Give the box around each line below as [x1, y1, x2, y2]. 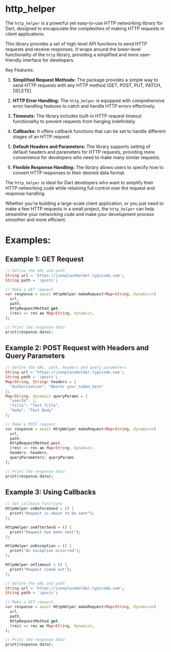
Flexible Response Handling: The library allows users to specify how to [12, 164, 164, 170]
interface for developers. [22, 57, 75, 63]
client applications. [5, 31, 45, 37]
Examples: [5, 234, 51, 246]
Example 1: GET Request [5, 255, 84, 263]
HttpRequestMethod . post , [10, 441, 63, 446]
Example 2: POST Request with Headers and [5, 343, 149, 352]
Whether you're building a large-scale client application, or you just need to [5, 200, 164, 206]
